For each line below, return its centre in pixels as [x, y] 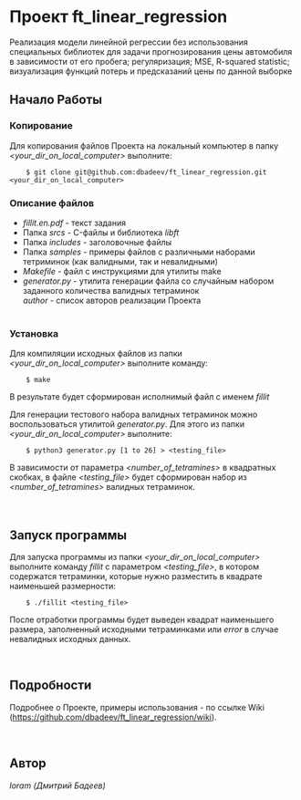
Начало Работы [56, 100]
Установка [34, 333]
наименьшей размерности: [62, 587]
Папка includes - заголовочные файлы [97, 242]
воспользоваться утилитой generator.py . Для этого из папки [127, 424]
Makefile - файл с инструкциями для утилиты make [122, 271]
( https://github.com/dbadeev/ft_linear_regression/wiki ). [113, 717]
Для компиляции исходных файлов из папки [96, 354]
